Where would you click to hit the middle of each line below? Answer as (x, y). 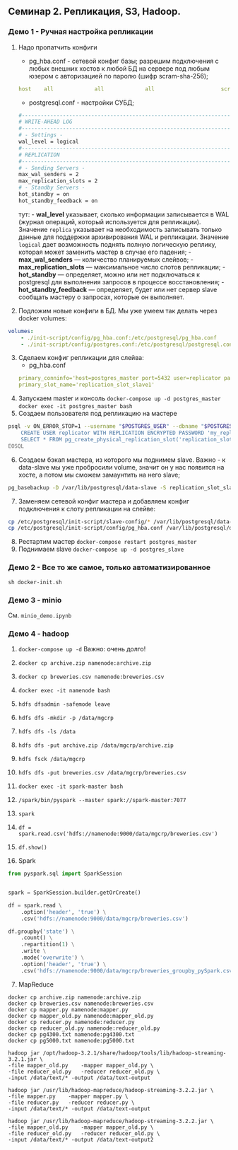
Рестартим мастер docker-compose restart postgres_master (107, 542)
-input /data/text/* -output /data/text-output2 (81, 1139)
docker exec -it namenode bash (64, 691)
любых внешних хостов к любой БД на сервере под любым (119, 68)
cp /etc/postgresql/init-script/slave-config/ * (79, 522)
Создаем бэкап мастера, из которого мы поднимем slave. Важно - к (122, 460)
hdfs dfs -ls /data (47, 732)
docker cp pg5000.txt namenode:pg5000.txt (71, 1040)
